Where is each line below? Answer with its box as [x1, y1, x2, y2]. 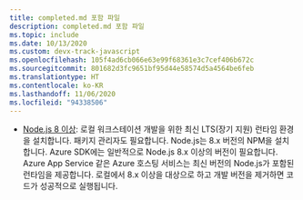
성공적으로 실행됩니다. [39, 181, 118, 192]
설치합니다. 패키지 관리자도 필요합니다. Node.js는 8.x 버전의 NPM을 [32, 135, 273, 146]
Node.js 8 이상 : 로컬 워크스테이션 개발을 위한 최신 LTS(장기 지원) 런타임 [22, 124, 278, 135]
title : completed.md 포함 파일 [9, 13, 121, 23]
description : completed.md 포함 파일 [9, 22, 146, 31]
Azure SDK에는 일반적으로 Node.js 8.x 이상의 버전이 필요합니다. [49, 146, 278, 157]
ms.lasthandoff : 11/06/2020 [9, 89, 116, 98]
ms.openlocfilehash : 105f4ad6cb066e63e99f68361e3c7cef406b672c [9, 55, 255, 65]
